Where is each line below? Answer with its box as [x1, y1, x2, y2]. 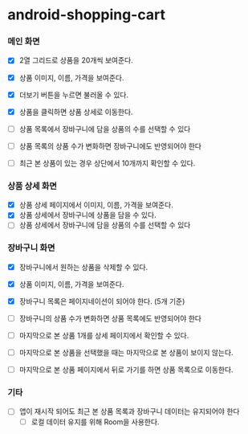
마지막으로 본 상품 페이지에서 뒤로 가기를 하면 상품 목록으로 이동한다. [18, 365, 234, 375]
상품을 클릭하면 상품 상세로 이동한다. [18, 107, 133, 117]
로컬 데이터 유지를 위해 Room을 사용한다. [30, 416, 160, 427]
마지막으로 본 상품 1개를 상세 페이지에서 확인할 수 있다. [18, 330, 189, 340]
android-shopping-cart [7, 6, 166, 24]
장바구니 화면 [7, 243, 55, 254]
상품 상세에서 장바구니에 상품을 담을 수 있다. [18, 211, 157, 220]
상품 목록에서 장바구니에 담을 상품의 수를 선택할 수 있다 [18, 124, 191, 133]
